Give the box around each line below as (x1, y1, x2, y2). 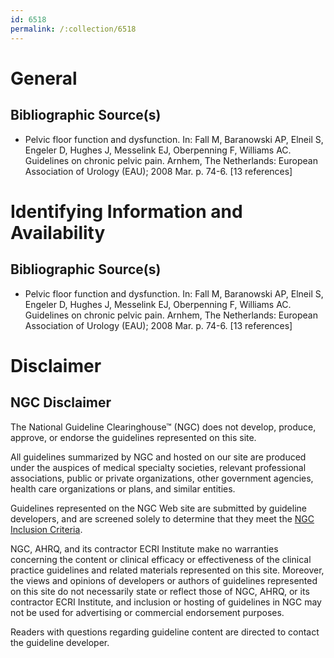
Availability (10, 221, 106, 244)
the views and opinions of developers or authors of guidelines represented (10, 574, 318, 586)
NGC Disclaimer (10, 394, 112, 411)
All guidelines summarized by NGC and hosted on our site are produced (10, 451, 307, 463)
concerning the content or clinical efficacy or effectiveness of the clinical (10, 553, 312, 565)
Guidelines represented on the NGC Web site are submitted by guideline (10, 502, 307, 514)
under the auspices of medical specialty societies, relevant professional (10, 461, 307, 473)
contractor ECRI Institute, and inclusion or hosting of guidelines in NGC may (10, 596, 322, 608)
